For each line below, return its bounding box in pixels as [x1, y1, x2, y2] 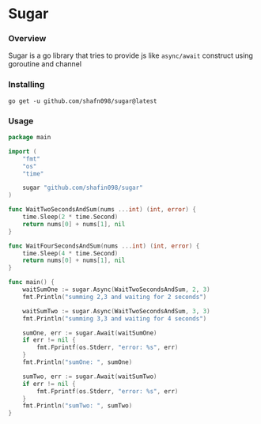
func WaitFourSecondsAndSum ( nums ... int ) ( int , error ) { [8, 242, 200, 250]
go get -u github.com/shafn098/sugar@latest [8, 97, 157, 105]
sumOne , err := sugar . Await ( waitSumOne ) [22, 329, 157, 337]
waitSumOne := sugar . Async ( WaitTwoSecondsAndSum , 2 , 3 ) [22, 286, 211, 293]
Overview [8, 33, 47, 44]
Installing [8, 79, 45, 90]
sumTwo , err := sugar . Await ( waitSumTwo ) [22, 373, 157, 380]
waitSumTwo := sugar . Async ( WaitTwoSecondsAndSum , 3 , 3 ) [22, 307, 211, 315]
